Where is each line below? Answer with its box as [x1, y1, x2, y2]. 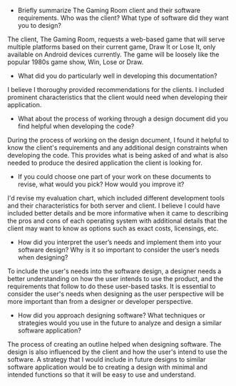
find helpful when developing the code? [17, 122, 135, 131]
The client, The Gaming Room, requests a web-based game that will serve [7, 35, 225, 44]
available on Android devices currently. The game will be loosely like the [7, 50, 220, 59]
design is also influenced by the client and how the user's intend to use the [7, 347, 228, 356]
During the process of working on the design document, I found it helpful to [7, 136, 230, 144]
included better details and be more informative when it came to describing [7, 209, 229, 217]
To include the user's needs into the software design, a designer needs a [7, 267, 222, 275]
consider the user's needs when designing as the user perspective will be [7, 290, 225, 298]
